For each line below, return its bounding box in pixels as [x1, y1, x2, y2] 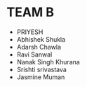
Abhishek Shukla [16, 35, 66, 43]
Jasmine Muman [16, 72, 65, 81]
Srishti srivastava [16, 65, 67, 74]
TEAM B [6, 4, 54, 21]
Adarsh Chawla [16, 42, 61, 51]
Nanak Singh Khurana [16, 57, 80, 66]
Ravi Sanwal [16, 50, 53, 59]
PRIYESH [16, 28, 43, 36]
